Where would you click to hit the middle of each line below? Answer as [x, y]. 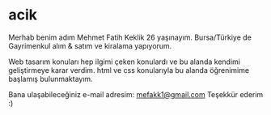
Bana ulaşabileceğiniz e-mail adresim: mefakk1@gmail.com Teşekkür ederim [136, 94]
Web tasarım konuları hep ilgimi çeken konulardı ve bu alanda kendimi [125, 62]
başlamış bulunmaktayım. [51, 79]
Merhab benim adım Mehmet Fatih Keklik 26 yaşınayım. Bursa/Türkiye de [130, 37]
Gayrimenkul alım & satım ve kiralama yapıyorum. [90, 45]
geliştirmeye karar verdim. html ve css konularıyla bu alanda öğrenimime [129, 70]
